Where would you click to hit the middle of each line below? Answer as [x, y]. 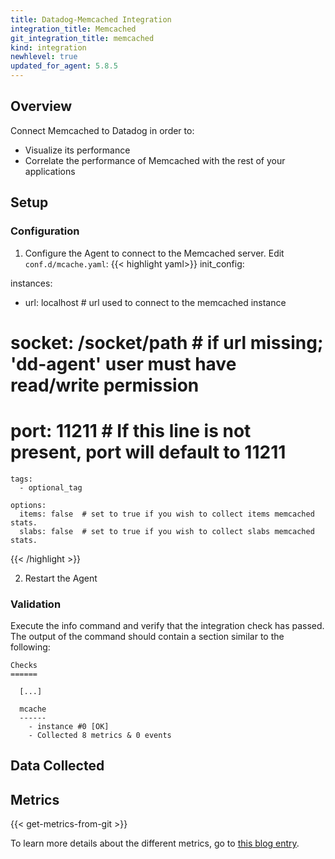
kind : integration [48, 47]
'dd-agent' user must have [123, 363]
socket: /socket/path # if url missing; [167, 342]
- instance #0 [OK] [69, 726]
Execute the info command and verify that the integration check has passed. [167, 625]
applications [50, 171]
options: [28, 505]
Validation [36, 604]
